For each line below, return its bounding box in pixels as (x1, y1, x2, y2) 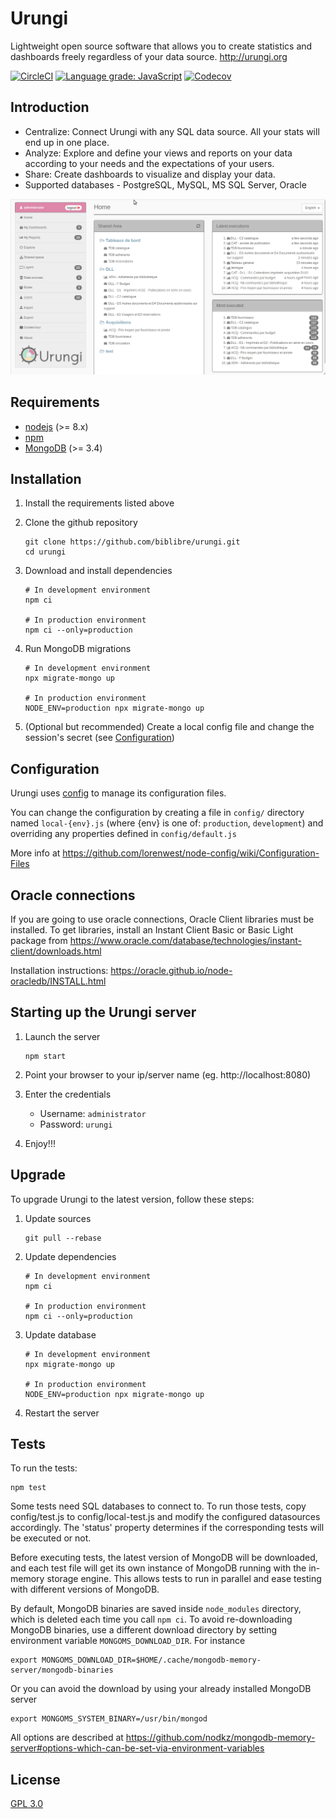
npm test (10, 1483, 47, 1493)
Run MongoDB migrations (24, 643, 132, 655)
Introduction (10, 99, 90, 116)
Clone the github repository (24, 517, 138, 529)
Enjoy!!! (24, 1137, 56, 1149)
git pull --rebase (24, 1233, 102, 1243)
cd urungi (24, 547, 67, 557)
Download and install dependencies (24, 565, 173, 577)
